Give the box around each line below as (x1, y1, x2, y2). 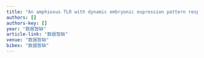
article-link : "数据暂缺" (6, 31, 69, 37)
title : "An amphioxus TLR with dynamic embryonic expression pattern (6, 8, 186, 15)
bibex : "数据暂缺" (6, 43, 50, 49)
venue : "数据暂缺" (6, 37, 50, 43)
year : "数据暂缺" (6, 25, 47, 32)
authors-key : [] (6, 20, 47, 26)
